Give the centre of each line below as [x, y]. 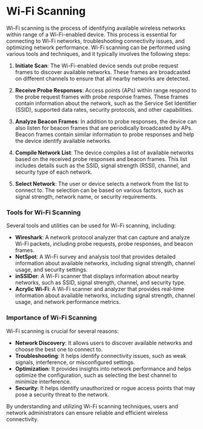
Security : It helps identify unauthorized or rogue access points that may [105, 388]
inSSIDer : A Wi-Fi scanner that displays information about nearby [97, 276]
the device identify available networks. [63, 140]
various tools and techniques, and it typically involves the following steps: [98, 53]
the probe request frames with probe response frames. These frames [102, 97]
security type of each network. [54, 172]
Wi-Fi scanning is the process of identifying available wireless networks [96, 28]
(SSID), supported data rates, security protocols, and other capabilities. [104, 109]
